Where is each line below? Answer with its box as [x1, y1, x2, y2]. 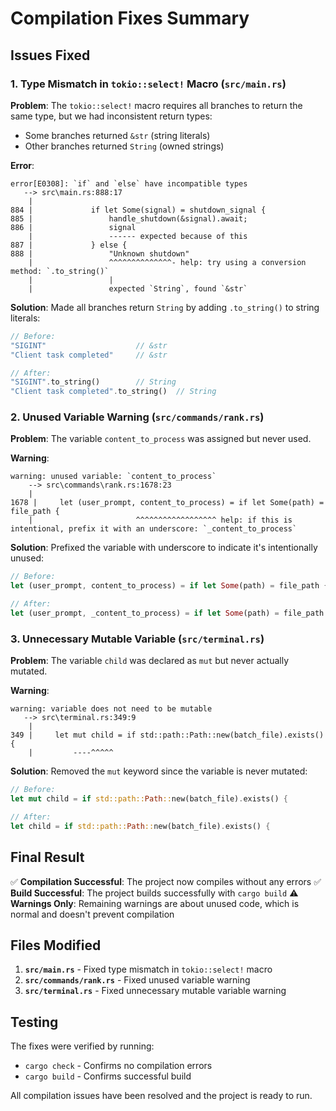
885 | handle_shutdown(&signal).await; [10, 213, 248, 224]
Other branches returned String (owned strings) [24, 140, 225, 152]
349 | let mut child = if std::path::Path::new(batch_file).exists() [10, 730, 325, 741]
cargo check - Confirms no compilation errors [24, 1060, 213, 1072]
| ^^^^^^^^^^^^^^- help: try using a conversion [28, 257, 307, 267]
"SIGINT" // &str [10, 340, 168, 351]
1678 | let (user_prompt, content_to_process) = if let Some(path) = [10, 498, 325, 508]
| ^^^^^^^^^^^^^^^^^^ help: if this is [28, 515, 293, 526]
